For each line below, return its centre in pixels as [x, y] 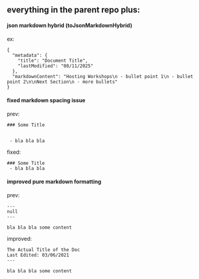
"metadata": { [30, 55]
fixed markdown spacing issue [46, 100]
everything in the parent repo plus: [74, 10]
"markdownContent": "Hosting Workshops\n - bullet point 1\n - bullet [103, 76]
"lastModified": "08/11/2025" [56, 66]
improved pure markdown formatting [54, 182]
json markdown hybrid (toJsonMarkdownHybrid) [70, 25]
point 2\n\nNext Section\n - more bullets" [62, 82]
